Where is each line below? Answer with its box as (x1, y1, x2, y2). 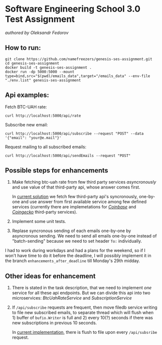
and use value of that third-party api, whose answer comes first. (12, 184, 140, 190)
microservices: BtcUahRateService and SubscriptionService (12, 295, 132, 301)
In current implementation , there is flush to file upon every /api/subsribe (12, 329, 157, 335)
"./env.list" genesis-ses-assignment (5, 78, 81, 83)
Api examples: (5, 91, 49, 99)
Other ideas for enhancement (5, 272, 96, 280)
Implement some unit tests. (12, 219, 66, 224)
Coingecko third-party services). (12, 209, 77, 215)
